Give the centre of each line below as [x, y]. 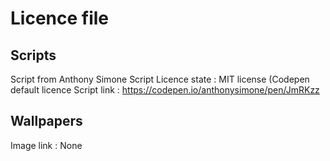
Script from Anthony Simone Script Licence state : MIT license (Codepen [160, 79]
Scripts [33, 55]
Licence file [60, 18]
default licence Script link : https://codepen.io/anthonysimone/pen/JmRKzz [165, 90]
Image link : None [46, 145]
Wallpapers [46, 121]
